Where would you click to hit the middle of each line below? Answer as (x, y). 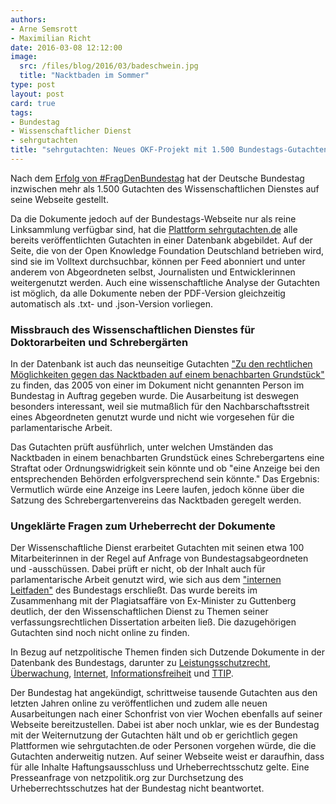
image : (24, 57)
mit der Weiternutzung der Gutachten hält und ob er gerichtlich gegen (154, 735)
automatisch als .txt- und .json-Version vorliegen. (111, 303)
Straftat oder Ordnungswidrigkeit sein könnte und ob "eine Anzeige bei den (165, 468)
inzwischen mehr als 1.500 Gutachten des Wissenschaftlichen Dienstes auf (165, 188)
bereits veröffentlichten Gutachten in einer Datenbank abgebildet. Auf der (161, 240)
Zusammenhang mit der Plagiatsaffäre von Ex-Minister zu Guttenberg (153, 601)
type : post (33, 85)
